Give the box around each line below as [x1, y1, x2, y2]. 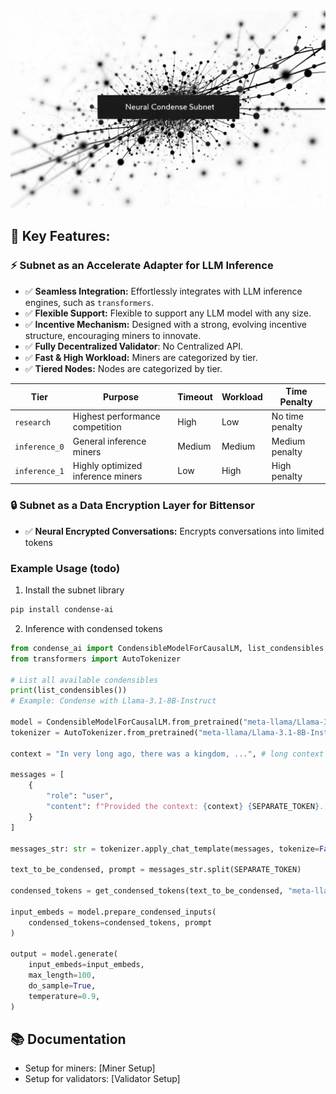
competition [72, 421, 122, 433]
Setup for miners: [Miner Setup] [24, 1062, 156, 1074]
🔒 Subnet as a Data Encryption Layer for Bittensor [10, 499, 255, 513]
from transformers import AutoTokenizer [10, 654, 182, 664]
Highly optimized [72, 459, 143, 471]
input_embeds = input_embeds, [28, 960, 145, 970]
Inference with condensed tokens [24, 622, 163, 634]
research [14, 417, 52, 428]
